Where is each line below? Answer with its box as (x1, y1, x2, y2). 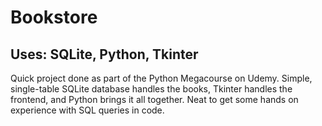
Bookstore (10, 6, 98, 29)
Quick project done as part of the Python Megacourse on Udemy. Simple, (10, 72, 313, 84)
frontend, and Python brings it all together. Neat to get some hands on (10, 94, 299, 105)
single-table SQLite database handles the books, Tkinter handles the (10, 83, 293, 95)
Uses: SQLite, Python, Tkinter (10, 46, 199, 63)
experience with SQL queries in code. (10, 104, 165, 116)
